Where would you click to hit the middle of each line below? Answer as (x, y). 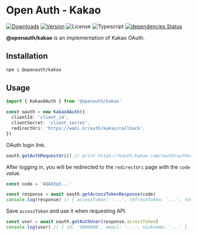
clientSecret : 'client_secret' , (51, 123)
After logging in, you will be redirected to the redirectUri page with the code (98, 167)
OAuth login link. (26, 145)
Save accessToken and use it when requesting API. (67, 211)
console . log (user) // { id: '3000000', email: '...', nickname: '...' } (97, 227)
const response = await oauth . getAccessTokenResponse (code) (81, 194)
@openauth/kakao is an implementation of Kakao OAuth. (75, 37)
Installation (27, 56)
